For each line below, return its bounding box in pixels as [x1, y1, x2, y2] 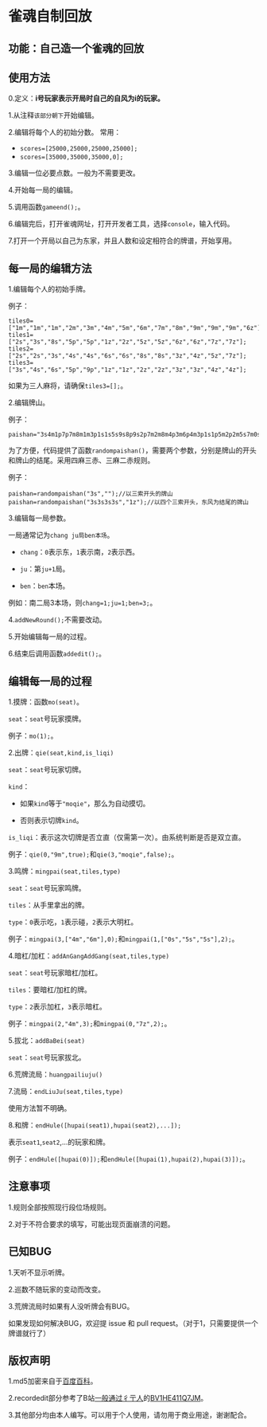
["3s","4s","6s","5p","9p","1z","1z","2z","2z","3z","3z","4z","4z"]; [8, 366, 247, 374]
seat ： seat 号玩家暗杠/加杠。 [8, 968, 103, 978]
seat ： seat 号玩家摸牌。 [8, 714, 86, 723]
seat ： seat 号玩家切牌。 [8, 765, 86, 774]
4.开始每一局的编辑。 [8, 185, 78, 195]
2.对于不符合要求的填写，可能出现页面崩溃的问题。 [8, 1219, 175, 1229]
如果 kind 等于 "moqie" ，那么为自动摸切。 [19, 798, 150, 809]
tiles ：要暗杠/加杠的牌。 [8, 985, 91, 994]
